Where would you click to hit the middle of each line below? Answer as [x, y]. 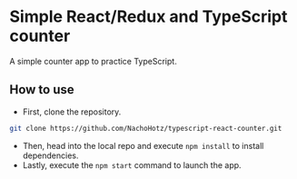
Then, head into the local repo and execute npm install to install [143, 145]
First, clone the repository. [72, 112]
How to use [42, 89]
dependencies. [50, 155]
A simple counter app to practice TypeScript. [93, 61]
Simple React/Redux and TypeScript [148, 17]
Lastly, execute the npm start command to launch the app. [132, 164]
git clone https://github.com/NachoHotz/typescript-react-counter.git [146, 128]
